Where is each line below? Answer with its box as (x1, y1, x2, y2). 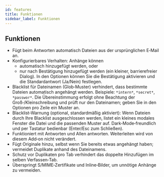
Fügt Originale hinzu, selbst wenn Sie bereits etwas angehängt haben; (12, 141, 154, 147)
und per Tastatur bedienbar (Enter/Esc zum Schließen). (12, 126, 124, 131)
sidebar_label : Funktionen (5, 16, 60, 21)
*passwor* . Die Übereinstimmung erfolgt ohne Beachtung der (12, 94, 136, 101)
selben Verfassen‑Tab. (12, 157, 58, 163)
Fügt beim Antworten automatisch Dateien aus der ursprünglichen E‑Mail (12, 48, 159, 53)
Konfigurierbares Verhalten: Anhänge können (12, 58, 104, 64)
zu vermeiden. (12, 167, 42, 173)
